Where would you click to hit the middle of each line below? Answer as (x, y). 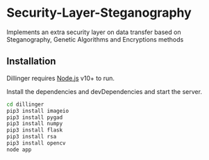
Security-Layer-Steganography (99, 13)
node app (19, 150)
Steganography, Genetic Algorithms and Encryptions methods (95, 39)
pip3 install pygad (35, 117)
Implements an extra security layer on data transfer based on (94, 32)
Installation (31, 62)
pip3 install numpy (35, 124)
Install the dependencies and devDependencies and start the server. (104, 91)
